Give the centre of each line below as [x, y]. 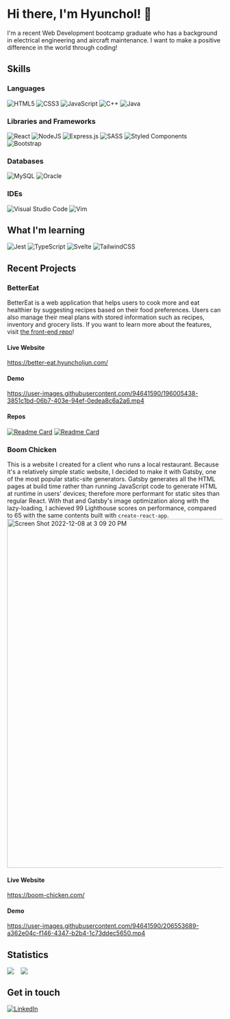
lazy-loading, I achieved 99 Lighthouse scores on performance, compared [112, 508]
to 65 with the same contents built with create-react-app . [88, 515]
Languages [26, 88]
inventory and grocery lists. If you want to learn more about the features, [110, 325]
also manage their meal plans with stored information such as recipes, [106, 317]
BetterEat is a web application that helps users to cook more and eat [103, 303]
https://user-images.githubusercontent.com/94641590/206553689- [103, 926]
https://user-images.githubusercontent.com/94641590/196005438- [103, 394]
